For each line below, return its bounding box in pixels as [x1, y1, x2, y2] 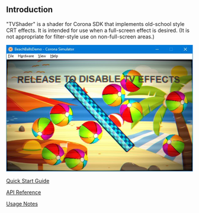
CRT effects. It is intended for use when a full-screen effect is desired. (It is [6, 27, 190, 34]
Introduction [6, 5, 53, 15]
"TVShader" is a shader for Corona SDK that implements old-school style [6, 20, 185, 27]
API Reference [6, 189, 41, 196]
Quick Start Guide [6, 177, 50, 185]
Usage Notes [6, 201, 38, 208]
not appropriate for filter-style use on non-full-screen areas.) [6, 33, 155, 40]
